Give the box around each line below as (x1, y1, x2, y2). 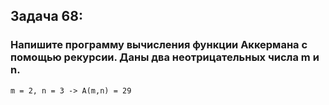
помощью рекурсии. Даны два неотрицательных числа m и (10, 50, 320, 64)
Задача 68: (10, 8, 83, 25)
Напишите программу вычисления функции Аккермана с (10, 38, 308, 52)
